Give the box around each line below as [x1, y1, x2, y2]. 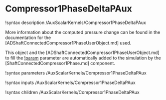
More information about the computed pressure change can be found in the [5, 29, 161, 35]
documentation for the [5, 34, 51, 40]
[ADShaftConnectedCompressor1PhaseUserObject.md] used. [5, 39, 132, 45]
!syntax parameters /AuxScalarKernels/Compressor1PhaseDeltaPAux [5, 69, 147, 75]
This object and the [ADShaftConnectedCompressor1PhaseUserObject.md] [5, 49, 160, 55]
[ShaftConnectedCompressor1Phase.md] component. [5, 60, 116, 66]
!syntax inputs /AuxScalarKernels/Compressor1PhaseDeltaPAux [5, 79, 136, 85]
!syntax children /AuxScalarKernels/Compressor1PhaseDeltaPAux [5, 89, 140, 95]
